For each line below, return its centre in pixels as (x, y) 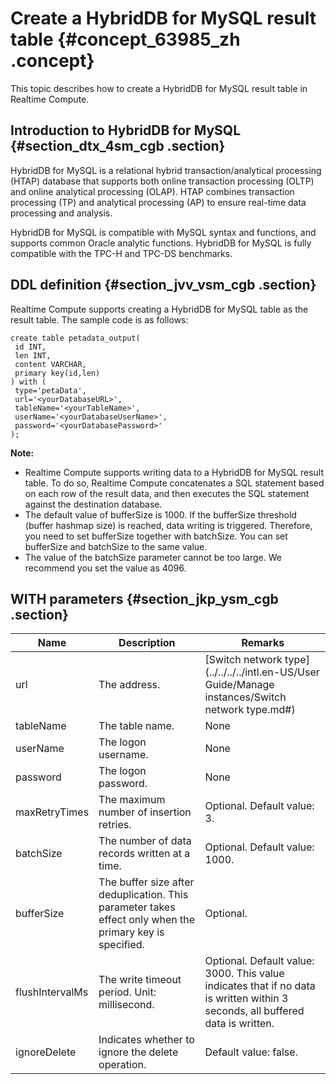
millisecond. (126, 1005)
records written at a (144, 854)
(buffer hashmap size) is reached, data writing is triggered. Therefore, (168, 525)
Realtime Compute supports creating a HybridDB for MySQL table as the (159, 309)
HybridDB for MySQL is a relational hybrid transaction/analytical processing (166, 170)
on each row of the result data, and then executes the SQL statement (167, 493)
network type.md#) (250, 710)
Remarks (263, 643)
